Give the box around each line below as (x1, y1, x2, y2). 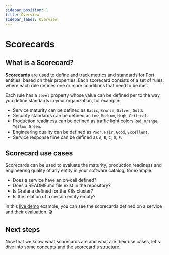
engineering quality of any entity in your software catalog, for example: (5, 167, 153, 174)
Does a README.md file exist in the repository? (12, 182, 111, 189)
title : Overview (5, 12, 39, 17)
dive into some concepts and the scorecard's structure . (5, 244, 121, 250)
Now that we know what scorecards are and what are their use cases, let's (5, 239, 160, 244)
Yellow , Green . (12, 123, 42, 130)
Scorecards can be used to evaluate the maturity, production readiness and (5, 162, 162, 168)
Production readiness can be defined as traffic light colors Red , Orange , (12, 118, 159, 124)
